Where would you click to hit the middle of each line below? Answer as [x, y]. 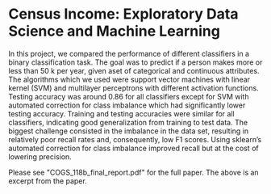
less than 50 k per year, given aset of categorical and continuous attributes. [134, 70]
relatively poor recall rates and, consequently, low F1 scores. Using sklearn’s [135, 139]
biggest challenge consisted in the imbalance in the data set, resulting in [129, 131]
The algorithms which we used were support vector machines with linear [129, 79]
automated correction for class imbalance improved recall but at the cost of [134, 148]
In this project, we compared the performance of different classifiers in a [129, 53]
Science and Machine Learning [114, 31]
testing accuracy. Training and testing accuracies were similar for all [122, 113]
